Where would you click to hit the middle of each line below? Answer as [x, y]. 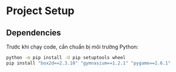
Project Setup [41, 11]
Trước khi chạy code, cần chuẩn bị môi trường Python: [72, 47]
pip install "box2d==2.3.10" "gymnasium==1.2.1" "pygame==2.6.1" [88, 63]
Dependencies [33, 33]
